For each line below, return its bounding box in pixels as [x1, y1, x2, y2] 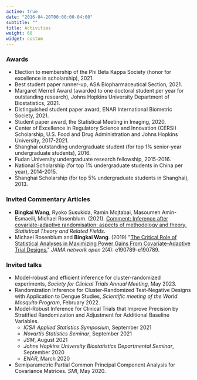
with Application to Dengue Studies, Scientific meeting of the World [14, 293, 178, 300]
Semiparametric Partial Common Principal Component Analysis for [14, 361, 176, 368]
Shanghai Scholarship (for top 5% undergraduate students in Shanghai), [14, 174, 189, 182]
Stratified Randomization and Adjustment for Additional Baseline [14, 311, 170, 318]
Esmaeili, [14, 215, 37, 222]
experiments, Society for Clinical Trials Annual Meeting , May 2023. [14, 280, 177, 287]
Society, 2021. [14, 112, 49, 119]
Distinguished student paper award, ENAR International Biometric [14, 106, 172, 113]
